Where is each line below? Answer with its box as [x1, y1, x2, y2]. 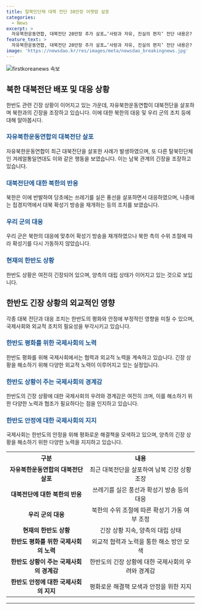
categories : [6, 14, 36, 20]
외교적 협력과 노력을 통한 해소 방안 [92, 537, 182, 546]
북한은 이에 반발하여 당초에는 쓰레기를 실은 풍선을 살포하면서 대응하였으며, [6, 194, 179, 201]
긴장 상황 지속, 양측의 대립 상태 [99, 526, 181, 534]
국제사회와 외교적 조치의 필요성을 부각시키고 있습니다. [6, 322, 131, 330]
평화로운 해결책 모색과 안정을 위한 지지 [89, 582, 191, 591]
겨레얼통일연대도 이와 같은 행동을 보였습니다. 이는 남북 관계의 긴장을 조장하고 [12, 155, 191, 162]
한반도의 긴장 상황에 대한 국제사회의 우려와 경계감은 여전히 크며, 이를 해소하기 [6, 392, 187, 399]
